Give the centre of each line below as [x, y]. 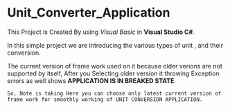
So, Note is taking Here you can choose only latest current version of [114, 93]
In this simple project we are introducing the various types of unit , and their [115, 45]
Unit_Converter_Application [89, 13]
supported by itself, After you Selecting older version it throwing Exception [113, 73]
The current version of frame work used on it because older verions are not [115, 66]
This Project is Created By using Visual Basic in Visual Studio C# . [101, 32]
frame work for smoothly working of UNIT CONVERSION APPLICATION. [105, 99]
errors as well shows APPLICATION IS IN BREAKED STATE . [92, 80]
